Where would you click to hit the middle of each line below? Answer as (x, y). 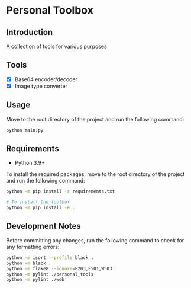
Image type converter (41, 86)
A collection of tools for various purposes (57, 46)
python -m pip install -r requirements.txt (61, 191)
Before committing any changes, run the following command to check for (95, 240)
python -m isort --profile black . (50, 257)
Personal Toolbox (50, 10)
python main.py (25, 130)
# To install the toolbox (38, 202)
